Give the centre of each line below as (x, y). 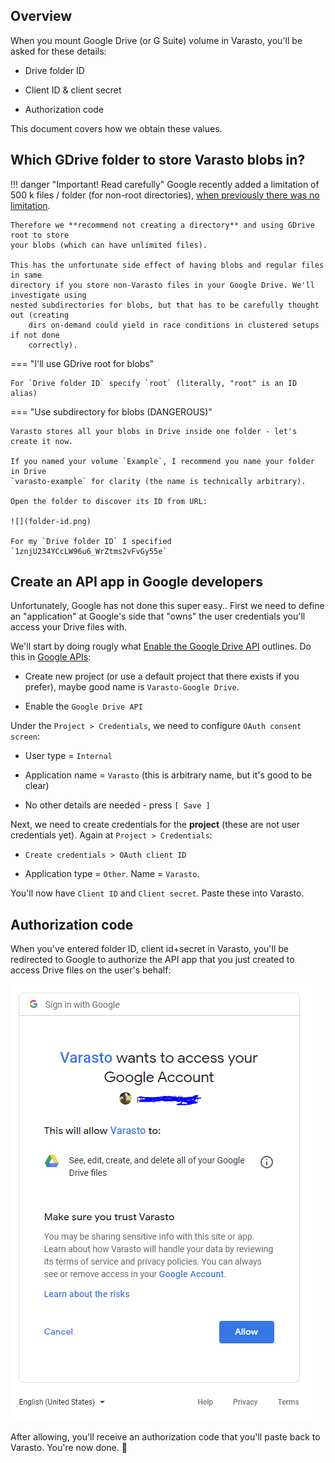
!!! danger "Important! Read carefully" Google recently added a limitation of (165, 184)
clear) (37, 786)
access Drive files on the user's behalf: (91, 970)
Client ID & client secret (73, 90)
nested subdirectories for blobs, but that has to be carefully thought (165, 305)
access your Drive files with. (68, 627)
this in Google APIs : (51, 657)
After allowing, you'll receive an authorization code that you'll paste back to (165, 1437)
